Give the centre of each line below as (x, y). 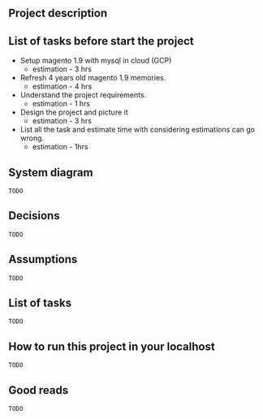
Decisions (34, 216)
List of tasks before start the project (101, 41)
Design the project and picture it (74, 112)
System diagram (51, 173)
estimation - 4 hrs (62, 86)
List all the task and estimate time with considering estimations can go (138, 130)
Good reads (39, 390)
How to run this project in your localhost (112, 346)
